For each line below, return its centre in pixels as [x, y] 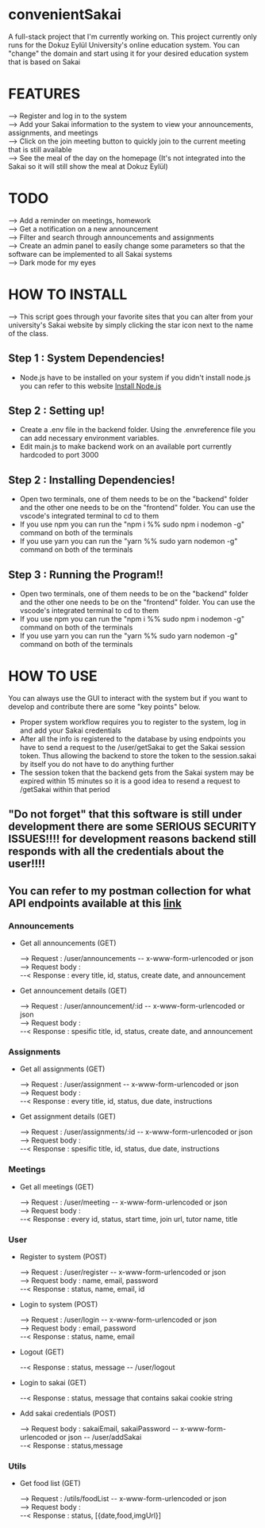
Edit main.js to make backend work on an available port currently [126, 446]
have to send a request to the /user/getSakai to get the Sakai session [132, 747]
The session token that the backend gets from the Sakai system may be [137, 772]
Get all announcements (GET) [68, 943]
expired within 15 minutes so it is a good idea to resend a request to [130, 781]
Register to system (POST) [63, 1256]
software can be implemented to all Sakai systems [90, 254]
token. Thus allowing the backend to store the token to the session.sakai [138, 756]
